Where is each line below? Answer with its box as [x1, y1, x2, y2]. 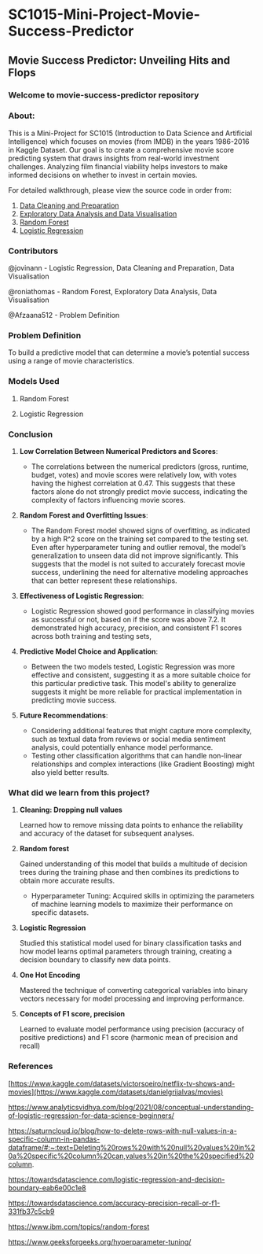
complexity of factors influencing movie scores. [31, 495, 186, 504]
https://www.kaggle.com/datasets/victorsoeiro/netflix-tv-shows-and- [10, 1079, 236, 1088]
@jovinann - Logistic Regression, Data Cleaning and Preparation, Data [8, 264, 235, 273]
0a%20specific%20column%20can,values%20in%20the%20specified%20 [8, 1151, 254, 1160]
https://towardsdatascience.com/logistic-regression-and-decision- [8, 1175, 225, 1184]
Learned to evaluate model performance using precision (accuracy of [19, 1024, 245, 1034]
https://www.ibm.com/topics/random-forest [8, 1222, 150, 1231]
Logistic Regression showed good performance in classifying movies [31, 606, 255, 615]
